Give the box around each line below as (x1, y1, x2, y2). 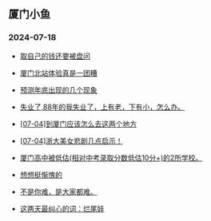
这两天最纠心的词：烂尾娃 (19, 203, 105, 213)
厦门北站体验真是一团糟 (19, 68, 98, 77)
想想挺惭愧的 (19, 170, 62, 180)
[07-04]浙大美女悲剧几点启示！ (19, 136, 123, 145)
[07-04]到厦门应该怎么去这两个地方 (19, 119, 137, 128)
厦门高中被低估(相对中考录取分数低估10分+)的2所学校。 (19, 152, 203, 162)
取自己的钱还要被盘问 (19, 51, 90, 61)
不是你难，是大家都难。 (19, 187, 98, 196)
